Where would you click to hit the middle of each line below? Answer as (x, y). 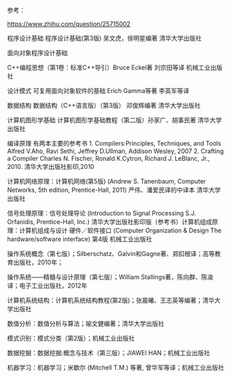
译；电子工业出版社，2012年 (47, 286)
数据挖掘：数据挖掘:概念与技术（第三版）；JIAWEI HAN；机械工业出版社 (109, 353)
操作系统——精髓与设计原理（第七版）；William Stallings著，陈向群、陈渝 (110, 277)
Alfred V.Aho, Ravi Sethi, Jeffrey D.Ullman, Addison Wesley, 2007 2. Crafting (115, 151)
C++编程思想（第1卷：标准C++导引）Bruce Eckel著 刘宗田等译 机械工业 (109, 67)
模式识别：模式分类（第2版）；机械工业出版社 (71, 338)
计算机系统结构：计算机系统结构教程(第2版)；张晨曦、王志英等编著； (105, 300)
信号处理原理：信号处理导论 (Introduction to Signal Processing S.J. (102, 213)
